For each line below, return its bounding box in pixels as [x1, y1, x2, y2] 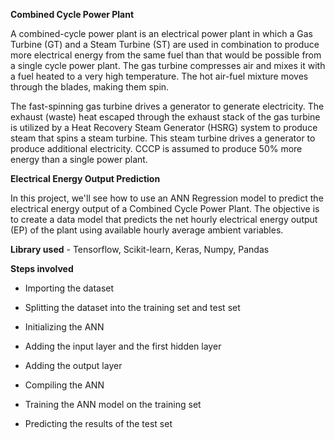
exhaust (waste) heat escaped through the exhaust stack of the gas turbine [10, 111, 321, 123]
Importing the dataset [24, 282, 115, 294]
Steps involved [10, 263, 74, 274]
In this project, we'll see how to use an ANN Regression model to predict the [10, 192, 324, 204]
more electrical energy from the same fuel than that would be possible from [10, 49, 322, 61]
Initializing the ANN [24, 321, 105, 333]
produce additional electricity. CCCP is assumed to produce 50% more [10, 143, 303, 154]
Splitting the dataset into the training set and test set [24, 302, 241, 313]
